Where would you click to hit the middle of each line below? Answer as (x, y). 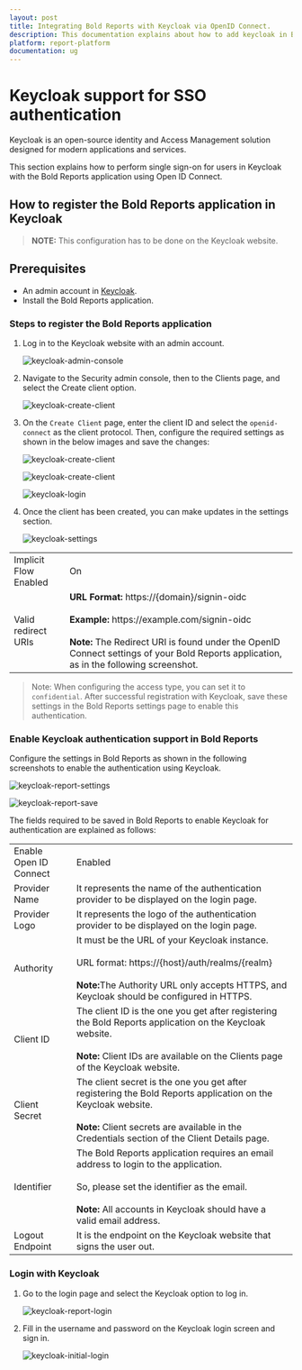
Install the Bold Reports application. (88, 300)
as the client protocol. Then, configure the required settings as (169, 432)
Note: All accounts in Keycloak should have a (171, 1210)
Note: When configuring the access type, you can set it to (138, 687)
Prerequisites (48, 269)
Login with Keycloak (54, 1274)
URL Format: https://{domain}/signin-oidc (158, 597)
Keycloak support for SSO (108, 96)
